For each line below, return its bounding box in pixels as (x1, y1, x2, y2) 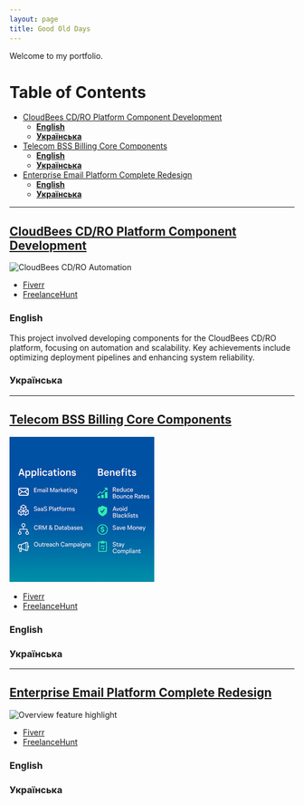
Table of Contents (9, 82, 147, 102)
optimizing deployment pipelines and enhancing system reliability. (9, 352, 255, 363)
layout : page (9, 15, 59, 24)
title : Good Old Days (9, 24, 91, 34)
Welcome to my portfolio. (9, 50, 104, 61)
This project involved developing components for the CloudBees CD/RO (9, 332, 277, 344)
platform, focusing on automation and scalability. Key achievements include (9, 342, 291, 353)
